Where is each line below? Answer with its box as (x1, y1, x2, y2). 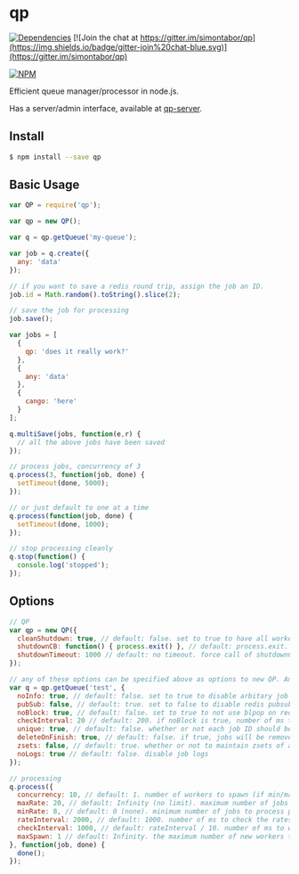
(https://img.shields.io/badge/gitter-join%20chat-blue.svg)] (9, 41, 228, 52)
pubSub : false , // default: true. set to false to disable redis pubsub (17, 699, 293, 709)
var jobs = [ (9, 331, 58, 340)
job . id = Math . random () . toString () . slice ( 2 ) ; (9, 290, 182, 299)
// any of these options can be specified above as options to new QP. (9, 675, 280, 684)
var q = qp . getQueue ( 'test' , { (9, 683, 125, 692)
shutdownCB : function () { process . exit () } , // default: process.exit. (17, 642, 289, 651)
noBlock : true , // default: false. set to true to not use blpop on (17, 708, 277, 717)
